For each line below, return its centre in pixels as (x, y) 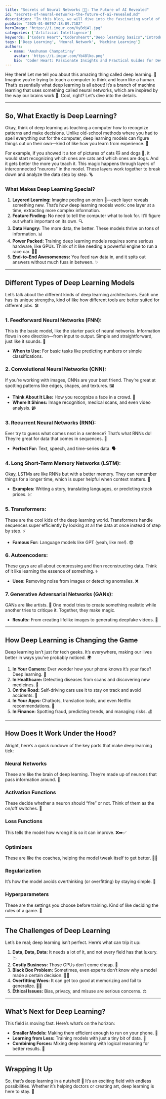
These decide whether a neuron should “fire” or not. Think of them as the (80, 803)
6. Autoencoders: (27, 555)
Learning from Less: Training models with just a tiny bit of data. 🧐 (79, 1038)
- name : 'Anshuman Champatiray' (43, 51)
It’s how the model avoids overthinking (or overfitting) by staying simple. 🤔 (81, 881)
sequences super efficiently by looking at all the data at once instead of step (83, 525)
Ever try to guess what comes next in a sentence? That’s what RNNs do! (79, 434)
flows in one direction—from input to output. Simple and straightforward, (79, 336)
